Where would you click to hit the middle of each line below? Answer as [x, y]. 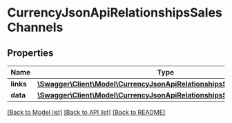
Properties [30, 53]
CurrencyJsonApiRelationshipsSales [115, 13]
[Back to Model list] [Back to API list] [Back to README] [86, 112]
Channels [35, 27]
